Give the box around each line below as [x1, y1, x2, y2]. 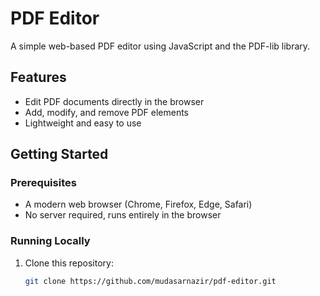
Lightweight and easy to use [24, 117, 142, 129]
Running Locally [10, 234, 91, 248]
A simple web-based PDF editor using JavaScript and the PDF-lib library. [10, 40, 311, 52]
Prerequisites [10, 176, 77, 190]
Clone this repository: [24, 257, 114, 269]
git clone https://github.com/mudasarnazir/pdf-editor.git [24, 276, 277, 286]
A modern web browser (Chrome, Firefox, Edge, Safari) [24, 198, 253, 211]
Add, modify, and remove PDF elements [24, 106, 190, 118]
